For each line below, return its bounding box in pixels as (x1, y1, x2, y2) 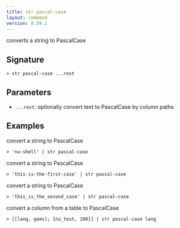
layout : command (6, 15, 47, 21)
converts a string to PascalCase (6, 37, 86, 44)
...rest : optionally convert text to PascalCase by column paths (15, 103, 175, 110)
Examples (6, 121, 44, 131)
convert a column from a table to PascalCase (6, 204, 119, 212)
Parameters (6, 87, 52, 97)
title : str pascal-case (6, 9, 67, 15)
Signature (6, 54, 44, 64)
